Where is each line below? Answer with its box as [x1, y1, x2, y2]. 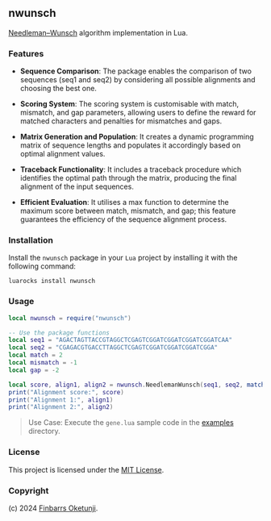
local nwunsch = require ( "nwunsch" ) [8, 314, 131, 322]
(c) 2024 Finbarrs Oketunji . [8, 503, 98, 513]
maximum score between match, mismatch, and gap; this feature [19, 206, 236, 216]
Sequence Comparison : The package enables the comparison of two [19, 66, 252, 76]
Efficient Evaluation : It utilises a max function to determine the [19, 198, 229, 207]
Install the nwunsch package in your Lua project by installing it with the [8, 253, 238, 263]
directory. [27, 427, 60, 436]
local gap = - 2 [8, 366, 60, 374]
